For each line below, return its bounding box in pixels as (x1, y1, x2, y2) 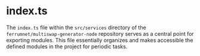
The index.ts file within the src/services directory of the (6, 24, 146, 31)
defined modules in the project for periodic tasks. (6, 43, 128, 50)
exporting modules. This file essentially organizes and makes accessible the (6, 36, 193, 43)
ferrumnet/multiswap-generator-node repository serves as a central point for (6, 30, 194, 37)
